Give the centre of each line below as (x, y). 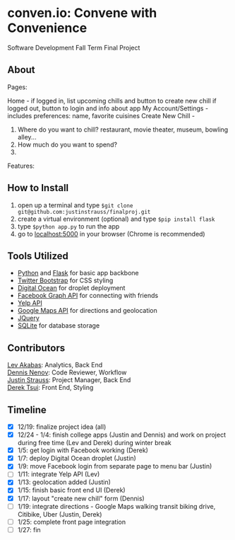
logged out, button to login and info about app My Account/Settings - (108, 108)
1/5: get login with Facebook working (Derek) (83, 450)
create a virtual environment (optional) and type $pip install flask (116, 219)
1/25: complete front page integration (71, 522)
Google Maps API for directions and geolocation (87, 311)
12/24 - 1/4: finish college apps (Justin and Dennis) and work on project (121, 435)
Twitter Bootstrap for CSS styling (65, 280)
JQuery (29, 318)
